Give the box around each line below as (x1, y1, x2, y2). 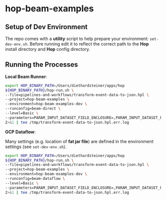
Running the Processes (5, 60, 78, 69)
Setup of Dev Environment (5, 23, 88, 31)
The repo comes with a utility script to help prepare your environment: (5, 36, 149, 41)
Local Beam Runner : (5, 74, 47, 80)
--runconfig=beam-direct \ (5, 106, 61, 111)
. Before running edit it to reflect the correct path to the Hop (27, 41, 149, 47)
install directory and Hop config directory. (5, 46, 90, 52)
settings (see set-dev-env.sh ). (5, 144, 67, 150)
